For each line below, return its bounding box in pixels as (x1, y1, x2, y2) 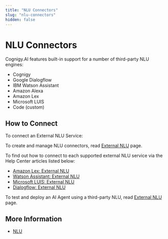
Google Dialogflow (12, 77, 52, 83)
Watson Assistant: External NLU (12, 173, 80, 180)
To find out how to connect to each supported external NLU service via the (5, 152, 163, 159)
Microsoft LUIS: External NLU (12, 179, 75, 185)
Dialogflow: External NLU (12, 184, 66, 190)
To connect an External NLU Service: (5, 133, 83, 139)
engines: (5, 62, 24, 68)
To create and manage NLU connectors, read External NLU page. (5, 143, 142, 149)
